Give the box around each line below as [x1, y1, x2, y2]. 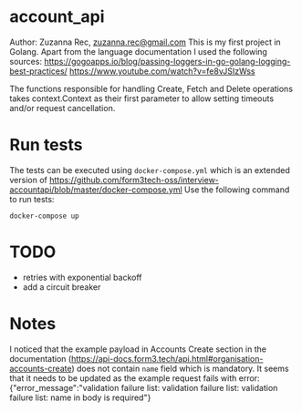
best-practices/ [9, 66, 68, 77]
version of [9, 174, 47, 185]
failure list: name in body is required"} [9, 392, 151, 403]
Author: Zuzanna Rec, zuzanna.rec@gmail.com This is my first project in [9, 36, 281, 47]
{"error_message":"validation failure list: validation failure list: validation [9, 382, 278, 393]
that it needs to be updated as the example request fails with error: [9, 372, 260, 384]
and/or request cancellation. [9, 102, 116, 113]
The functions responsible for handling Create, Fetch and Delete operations [9, 83, 294, 94]
